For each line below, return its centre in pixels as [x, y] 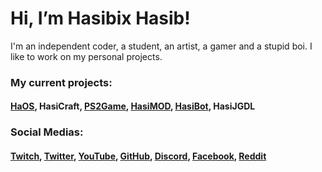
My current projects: [61, 82]
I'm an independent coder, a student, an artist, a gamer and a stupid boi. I [161, 46]
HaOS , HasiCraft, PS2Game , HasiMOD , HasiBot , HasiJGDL [133, 106]
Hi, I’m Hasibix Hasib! [100, 18]
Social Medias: [47, 132]
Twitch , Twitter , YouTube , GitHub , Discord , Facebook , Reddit [138, 156]
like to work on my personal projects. [86, 56]
